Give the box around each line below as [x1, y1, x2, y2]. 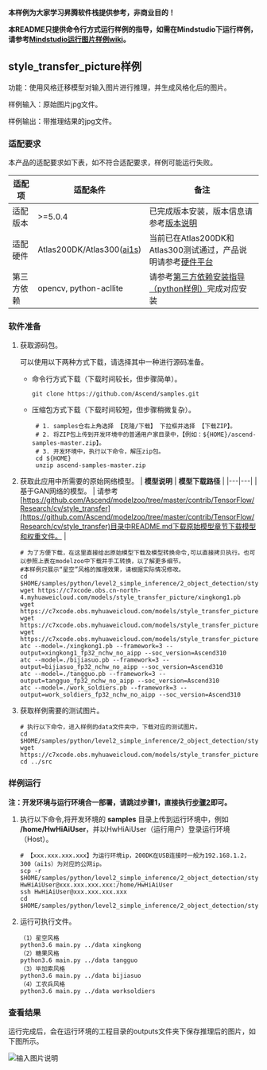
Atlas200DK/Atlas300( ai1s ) [37, 244, 141, 255]
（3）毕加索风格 [19, 964, 66, 972]
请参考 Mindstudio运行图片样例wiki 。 [8, 35, 130, 44]
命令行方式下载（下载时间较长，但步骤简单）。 [31, 374, 182, 384]
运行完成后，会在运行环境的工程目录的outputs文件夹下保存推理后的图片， [8, 1026, 249, 1036]
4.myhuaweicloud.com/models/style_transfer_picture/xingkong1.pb [19, 593, 241, 602]
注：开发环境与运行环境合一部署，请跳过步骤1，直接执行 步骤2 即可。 [8, 798, 232, 807]
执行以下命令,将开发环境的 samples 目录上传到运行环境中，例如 [19, 814, 229, 824]
